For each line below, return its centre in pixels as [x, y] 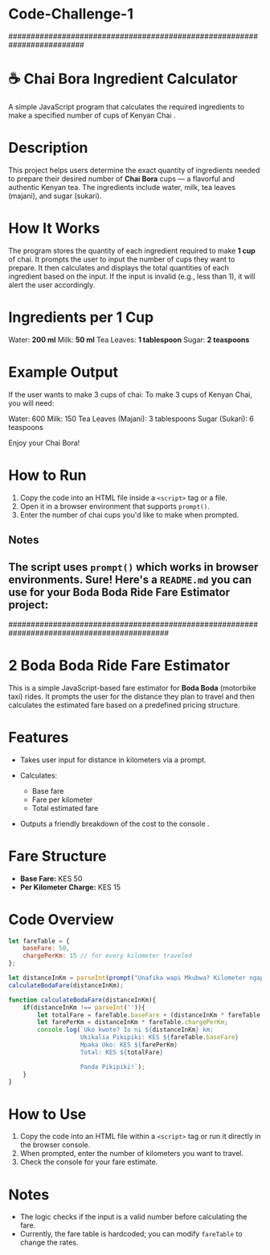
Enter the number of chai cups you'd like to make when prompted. [129, 514]
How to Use [47, 1114]
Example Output [63, 372]
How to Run [47, 475]
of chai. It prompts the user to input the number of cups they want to [122, 259]
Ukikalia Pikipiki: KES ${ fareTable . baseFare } [160, 1038]
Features [39, 737]
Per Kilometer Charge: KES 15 [70, 887]
